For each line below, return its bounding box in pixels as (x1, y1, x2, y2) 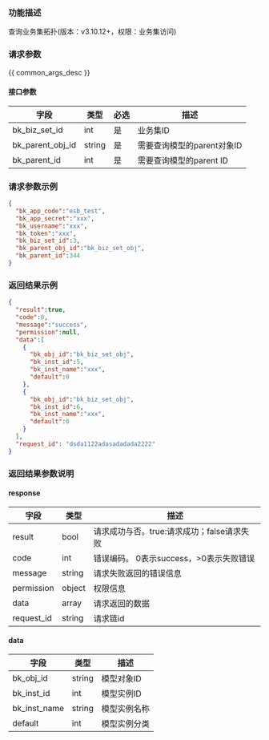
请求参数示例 (8, 180, 58, 192)
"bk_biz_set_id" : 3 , (15, 237, 81, 245)
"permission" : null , (15, 328, 81, 336)
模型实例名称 (101, 703, 151, 714)
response (8, 488, 41, 498)
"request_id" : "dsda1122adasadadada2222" (15, 439, 156, 448)
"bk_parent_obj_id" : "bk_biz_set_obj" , (15, 245, 146, 253)
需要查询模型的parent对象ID (137, 140, 243, 151)
